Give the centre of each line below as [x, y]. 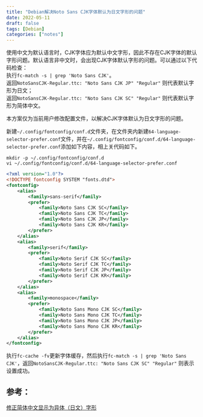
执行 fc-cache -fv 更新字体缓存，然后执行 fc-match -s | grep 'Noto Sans [96, 356]
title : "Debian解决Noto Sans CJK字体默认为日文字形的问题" [76, 12]
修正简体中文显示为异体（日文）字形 [52, 408]
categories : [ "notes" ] [35, 35]
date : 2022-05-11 [28, 18]
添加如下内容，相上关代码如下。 [100, 147]
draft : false [23, 23]
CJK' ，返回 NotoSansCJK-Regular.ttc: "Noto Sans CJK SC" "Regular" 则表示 [100, 363]
